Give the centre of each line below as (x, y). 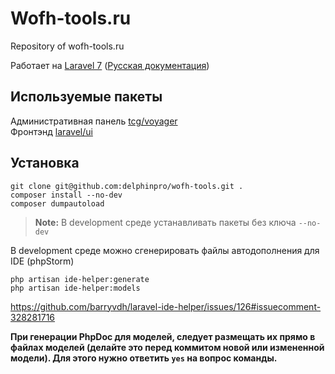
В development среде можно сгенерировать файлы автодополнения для (165, 250)
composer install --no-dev (66, 195)
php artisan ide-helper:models (75, 288)
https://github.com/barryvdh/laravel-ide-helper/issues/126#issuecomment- (166, 306)
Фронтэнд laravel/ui (51, 131)
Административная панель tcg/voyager (94, 121)
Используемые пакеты (86, 97)
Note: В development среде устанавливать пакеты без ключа (165, 222)
